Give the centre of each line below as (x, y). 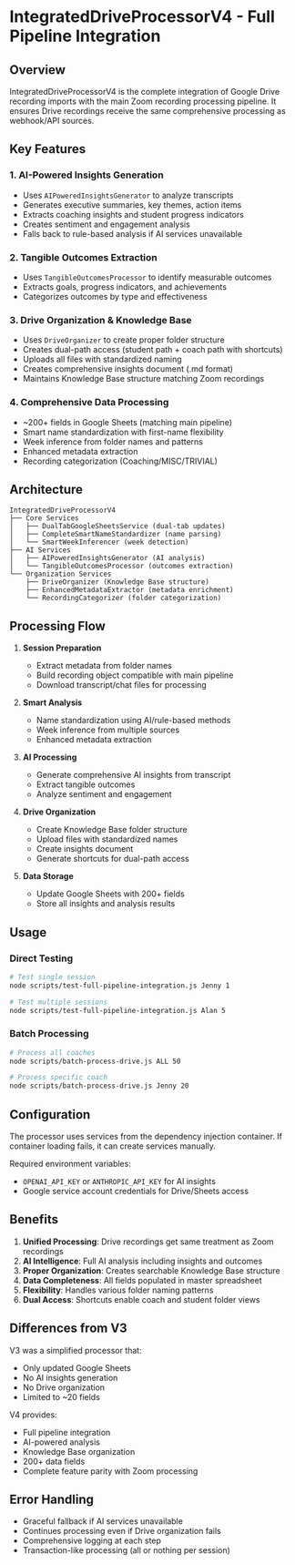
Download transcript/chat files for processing (121, 685)
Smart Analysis (52, 702)
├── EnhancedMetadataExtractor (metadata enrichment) (130, 590)
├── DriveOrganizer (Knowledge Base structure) (117, 582)
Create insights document (85, 849)
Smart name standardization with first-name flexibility (123, 432)
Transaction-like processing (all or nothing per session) (126, 1550)
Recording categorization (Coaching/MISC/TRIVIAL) (120, 461)
